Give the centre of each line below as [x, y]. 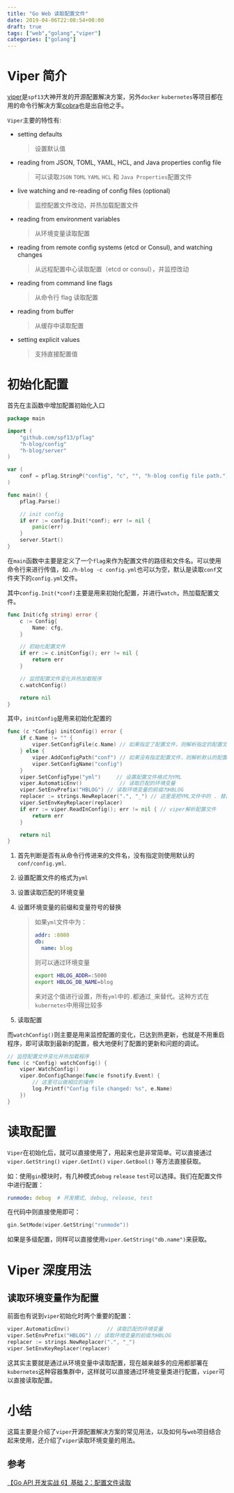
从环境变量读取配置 [62, 233]
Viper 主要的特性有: [34, 120]
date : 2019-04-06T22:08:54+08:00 [56, 20]
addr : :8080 [52, 935]
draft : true [24, 26]
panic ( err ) [48, 527]
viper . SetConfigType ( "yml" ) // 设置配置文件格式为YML [101, 777]
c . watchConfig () [44, 685]
